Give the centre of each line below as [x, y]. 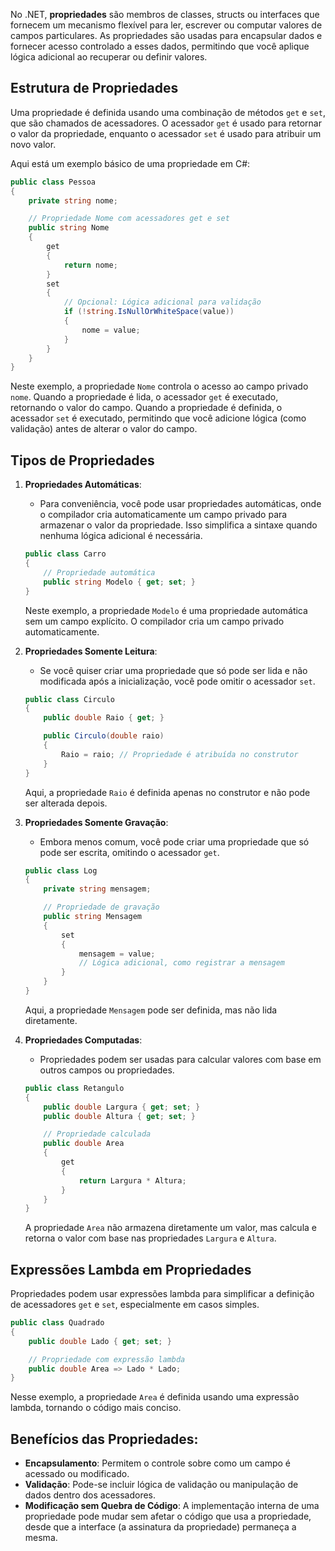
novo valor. [33, 144]
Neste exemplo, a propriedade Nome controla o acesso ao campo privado [159, 386]
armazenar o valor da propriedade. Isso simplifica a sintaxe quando [178, 525]
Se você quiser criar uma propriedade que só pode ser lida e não [173, 670]
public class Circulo [69, 699]
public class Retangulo [74, 1088]
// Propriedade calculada [97, 1134]
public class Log [61, 870]
